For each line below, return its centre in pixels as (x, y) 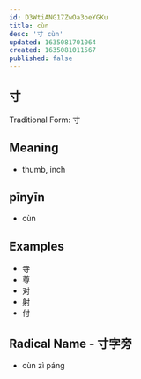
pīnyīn (27, 197)
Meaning (34, 148)
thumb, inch (44, 169)
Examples (37, 246)
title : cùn (29, 26)
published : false (41, 58)
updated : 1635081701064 (53, 42)
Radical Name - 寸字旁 (70, 343)
